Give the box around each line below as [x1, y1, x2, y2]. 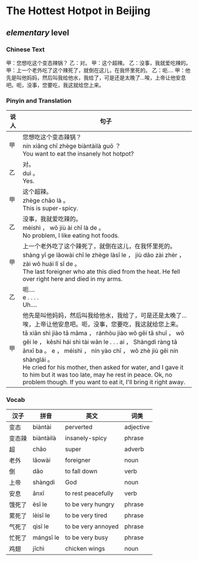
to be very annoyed [65, 523, 119, 531]
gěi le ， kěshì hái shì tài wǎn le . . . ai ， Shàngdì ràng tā [22, 338, 178, 346]
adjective [124, 423, 150, 431]
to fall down [65, 467, 98, 476]
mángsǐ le [32, 533, 60, 542]
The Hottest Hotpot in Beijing [6, 4, 151, 18]
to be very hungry [65, 500, 115, 509]
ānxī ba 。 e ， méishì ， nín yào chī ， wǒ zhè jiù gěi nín [22, 346, 179, 355]
